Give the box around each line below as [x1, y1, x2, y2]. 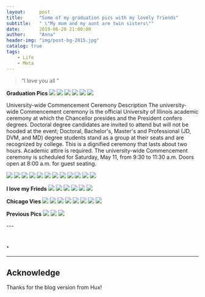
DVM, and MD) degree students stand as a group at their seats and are [6, 134, 184, 141]
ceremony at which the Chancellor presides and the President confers [6, 114, 182, 122]
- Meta [17, 60, 34, 66]
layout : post [6, 9, 51, 15]
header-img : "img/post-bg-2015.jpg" [6, 37, 99, 43]
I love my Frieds [6, 185, 47, 193]
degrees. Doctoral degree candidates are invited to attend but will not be [6, 120, 189, 128]
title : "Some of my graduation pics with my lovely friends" [6, 15, 179, 21]
